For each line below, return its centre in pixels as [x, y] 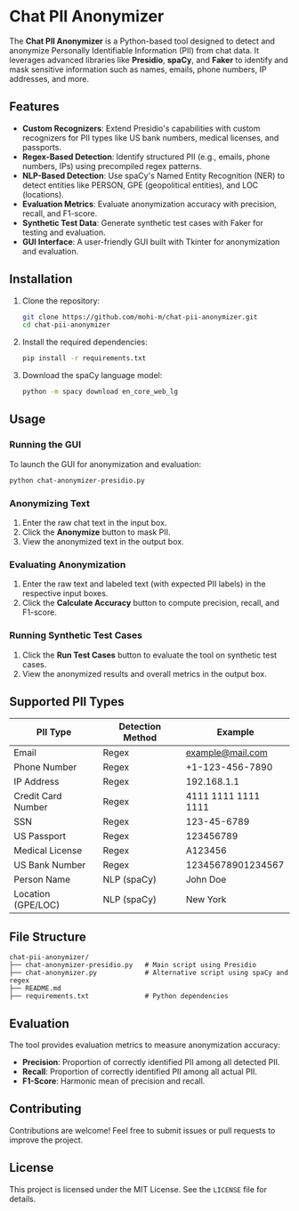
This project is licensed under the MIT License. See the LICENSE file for [138, 1189]
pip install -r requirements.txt [84, 359]
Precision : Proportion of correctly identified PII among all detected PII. [151, 1062]
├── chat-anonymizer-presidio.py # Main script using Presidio [133, 965]
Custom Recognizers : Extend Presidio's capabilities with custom [141, 128]
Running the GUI [45, 445]
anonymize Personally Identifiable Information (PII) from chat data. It [134, 50]
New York [206, 900]
